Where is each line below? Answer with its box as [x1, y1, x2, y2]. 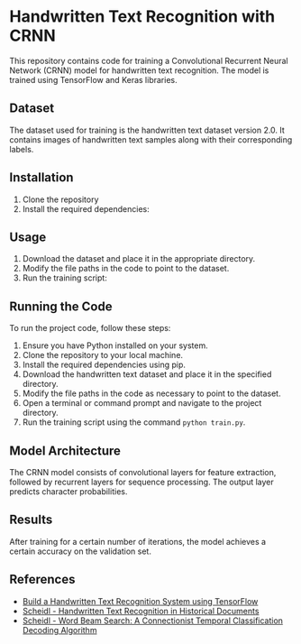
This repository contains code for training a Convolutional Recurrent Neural [9, 55, 288, 66]
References [9, 572, 76, 587]
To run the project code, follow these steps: [9, 323, 171, 334]
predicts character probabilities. [9, 486, 128, 497]
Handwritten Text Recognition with [9, 6, 276, 27]
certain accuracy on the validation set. [9, 546, 151, 557]
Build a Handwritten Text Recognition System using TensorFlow [22, 595, 259, 606]
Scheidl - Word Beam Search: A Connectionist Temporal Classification [22, 615, 284, 626]
